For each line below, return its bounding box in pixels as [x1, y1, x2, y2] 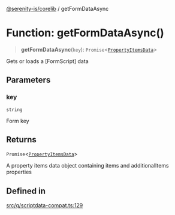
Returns [6, 135, 37, 145]
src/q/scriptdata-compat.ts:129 [6, 202, 83, 209]
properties [6, 168, 32, 176]
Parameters [6, 75, 51, 85]
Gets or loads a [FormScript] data [6, 57, 89, 65]
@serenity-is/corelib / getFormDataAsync [6, 5, 109, 12]
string [6, 106, 23, 113]
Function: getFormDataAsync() [6, 26, 165, 40]
